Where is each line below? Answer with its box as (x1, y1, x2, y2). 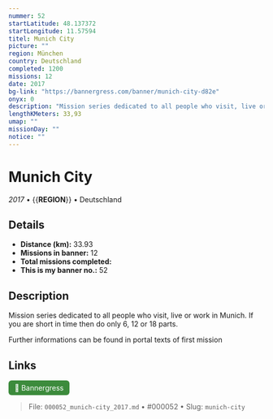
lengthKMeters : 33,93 (8, 110, 82, 119)
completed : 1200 (8, 65, 63, 73)
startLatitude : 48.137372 (8, 19, 96, 28)
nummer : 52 (8, 11, 45, 20)
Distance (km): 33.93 (19, 240, 93, 249)
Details (8, 218, 45, 231)
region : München (8, 50, 63, 58)
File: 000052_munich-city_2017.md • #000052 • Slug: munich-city (28, 402, 245, 411)
